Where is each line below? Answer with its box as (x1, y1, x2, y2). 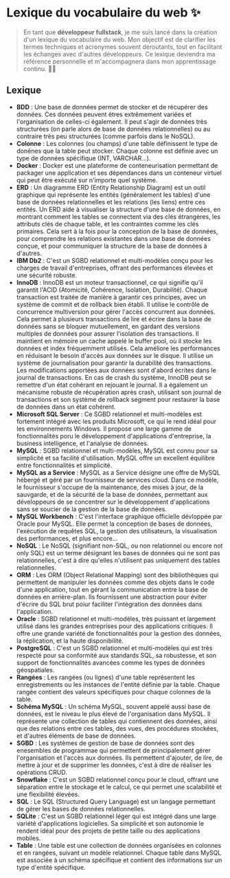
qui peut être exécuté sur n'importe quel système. (16, 175, 158, 184)
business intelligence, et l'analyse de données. (16, 439, 149, 447)
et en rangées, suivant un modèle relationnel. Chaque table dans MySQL (16, 848, 222, 857)
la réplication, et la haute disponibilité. (16, 636, 124, 645)
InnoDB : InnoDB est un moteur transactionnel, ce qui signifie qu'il (16, 278, 203, 286)
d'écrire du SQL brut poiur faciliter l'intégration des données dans (16, 600, 203, 608)
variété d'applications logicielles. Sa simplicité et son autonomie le (16, 819, 204, 827)
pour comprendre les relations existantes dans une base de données (16, 234, 211, 242)
